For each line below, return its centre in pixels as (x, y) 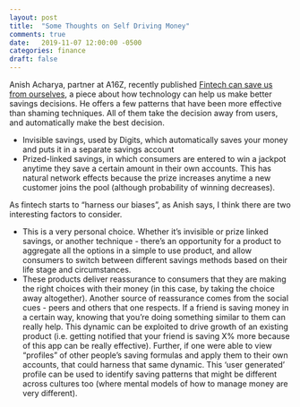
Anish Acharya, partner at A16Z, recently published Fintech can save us (141, 85)
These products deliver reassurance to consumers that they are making (154, 279)
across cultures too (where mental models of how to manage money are (155, 384)
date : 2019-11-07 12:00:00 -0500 (76, 42)
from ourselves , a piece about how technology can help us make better (141, 94)
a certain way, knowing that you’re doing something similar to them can (154, 317)
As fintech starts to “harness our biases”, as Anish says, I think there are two (150, 205)
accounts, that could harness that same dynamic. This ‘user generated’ (153, 365)
